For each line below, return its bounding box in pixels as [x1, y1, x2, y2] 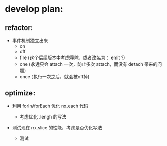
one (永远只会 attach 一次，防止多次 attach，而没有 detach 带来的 [19, 61, 158, 67]
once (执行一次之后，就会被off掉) [19, 74, 90, 79]
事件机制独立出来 [12, 38, 48, 43]
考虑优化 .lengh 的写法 [19, 113, 67, 120]
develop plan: [5, 3, 64, 15]
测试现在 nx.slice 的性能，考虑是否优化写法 [12, 124, 102, 130]
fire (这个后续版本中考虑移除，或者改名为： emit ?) [19, 54, 125, 61]
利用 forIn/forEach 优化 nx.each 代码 [12, 103, 88, 109]
